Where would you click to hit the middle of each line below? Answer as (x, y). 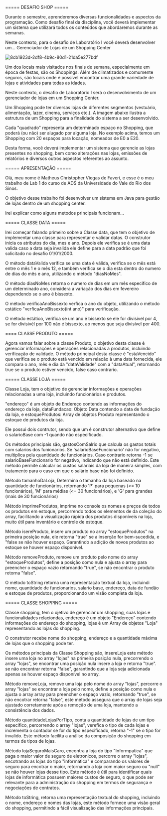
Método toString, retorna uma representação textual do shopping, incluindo (83, 797)
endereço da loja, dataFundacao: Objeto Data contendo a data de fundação (83, 409)
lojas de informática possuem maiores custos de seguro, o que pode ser (80, 777)
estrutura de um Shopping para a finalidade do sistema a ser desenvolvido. (82, 118)
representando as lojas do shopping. (43, 628)
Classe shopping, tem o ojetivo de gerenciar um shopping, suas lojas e (78, 612)
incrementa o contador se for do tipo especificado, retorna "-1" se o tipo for (83, 730)
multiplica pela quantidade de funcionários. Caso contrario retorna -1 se (79, 455)
